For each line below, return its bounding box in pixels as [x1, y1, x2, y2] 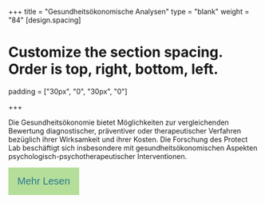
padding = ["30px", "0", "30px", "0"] [8, 86, 128, 96]
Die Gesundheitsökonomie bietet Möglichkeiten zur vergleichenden [8, 117, 229, 127]
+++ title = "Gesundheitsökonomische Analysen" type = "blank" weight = [8, 7, 250, 16]
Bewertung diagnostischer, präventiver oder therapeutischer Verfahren [8, 125, 242, 135]
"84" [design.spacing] [8, 15, 81, 25]
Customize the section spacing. [8, 43, 223, 62]
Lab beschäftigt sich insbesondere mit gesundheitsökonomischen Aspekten [8, 143, 258, 153]
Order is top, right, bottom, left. [8, 60, 219, 78]
